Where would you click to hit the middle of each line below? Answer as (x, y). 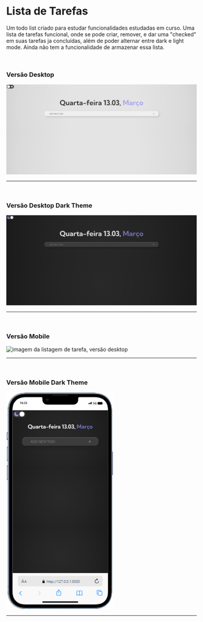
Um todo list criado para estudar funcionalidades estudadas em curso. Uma (101, 28)
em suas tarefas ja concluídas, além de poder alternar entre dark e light (95, 41)
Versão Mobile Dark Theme (47, 382)
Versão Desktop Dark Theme (49, 205)
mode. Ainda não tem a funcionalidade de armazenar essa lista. (85, 47)
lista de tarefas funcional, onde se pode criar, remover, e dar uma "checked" (101, 34)
